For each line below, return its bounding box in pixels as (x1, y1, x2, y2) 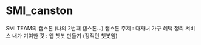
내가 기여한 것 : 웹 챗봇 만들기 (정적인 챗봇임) (12, 32, 118, 40)
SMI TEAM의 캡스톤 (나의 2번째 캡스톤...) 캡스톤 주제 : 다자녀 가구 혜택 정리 (5, 24, 185, 32)
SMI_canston (5, 4, 73, 18)
